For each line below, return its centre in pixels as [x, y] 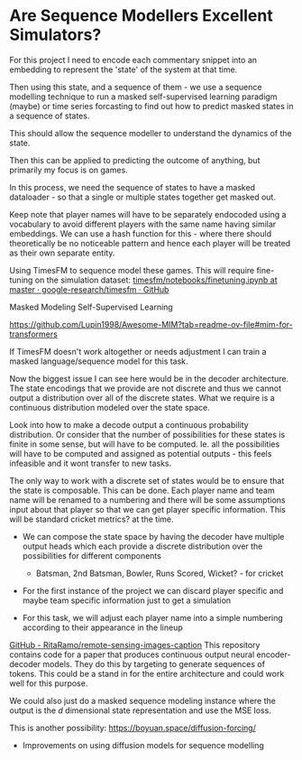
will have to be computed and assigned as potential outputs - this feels [141, 453]
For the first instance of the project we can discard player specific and [153, 590]
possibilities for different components [92, 555]
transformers [34, 334]
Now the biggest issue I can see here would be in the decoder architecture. [149, 378]
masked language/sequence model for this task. [99, 361]
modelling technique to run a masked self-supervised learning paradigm [143, 97]
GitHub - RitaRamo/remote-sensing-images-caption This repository [135, 644]
